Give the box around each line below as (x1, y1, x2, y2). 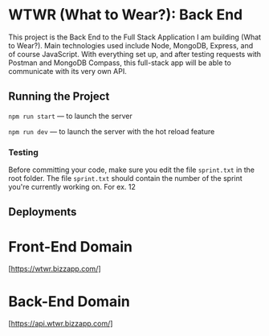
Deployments (8, 205, 77, 219)
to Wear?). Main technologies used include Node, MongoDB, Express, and (8, 40, 254, 50)
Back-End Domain (8, 292, 130, 310)
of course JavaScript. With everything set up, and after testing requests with (8, 49, 262, 59)
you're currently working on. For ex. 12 (8, 182, 137, 192)
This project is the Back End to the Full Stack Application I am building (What (8, 32, 262, 42)
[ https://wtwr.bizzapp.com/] (8, 264, 102, 274)
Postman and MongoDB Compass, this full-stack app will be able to (8, 58, 231, 68)
